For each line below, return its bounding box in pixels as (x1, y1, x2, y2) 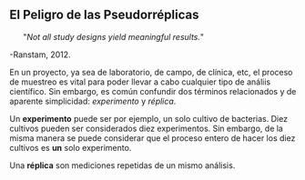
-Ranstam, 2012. (9, 49, 71, 60)
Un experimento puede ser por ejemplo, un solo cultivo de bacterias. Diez (9, 113, 289, 124)
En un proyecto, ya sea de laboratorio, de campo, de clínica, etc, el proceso (9, 66, 293, 77)
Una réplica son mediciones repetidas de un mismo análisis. (9, 159, 236, 171)
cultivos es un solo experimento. (9, 142, 132, 153)
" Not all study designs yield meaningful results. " (22, 31, 205, 42)
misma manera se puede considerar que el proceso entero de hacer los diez (9, 132, 296, 144)
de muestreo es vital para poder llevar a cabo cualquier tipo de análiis (9, 76, 271, 87)
